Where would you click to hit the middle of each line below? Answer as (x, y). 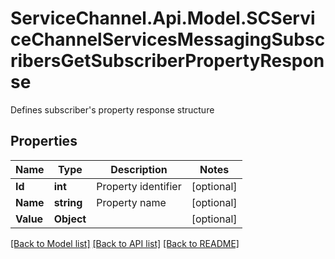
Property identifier (139, 186)
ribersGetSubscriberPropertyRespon (167, 61)
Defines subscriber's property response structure (112, 109)
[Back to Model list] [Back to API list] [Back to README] (125, 243)
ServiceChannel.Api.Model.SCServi (163, 18)
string (68, 202)
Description (139, 169)
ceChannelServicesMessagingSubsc (168, 39)
